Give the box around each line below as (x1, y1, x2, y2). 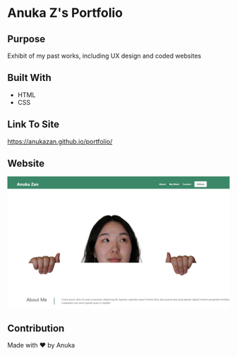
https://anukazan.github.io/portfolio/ (7, 137, 113, 146)
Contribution (7, 322, 65, 335)
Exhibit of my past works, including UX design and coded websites (7, 51, 202, 60)
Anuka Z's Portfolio (7, 5, 123, 21)
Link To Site (7, 118, 60, 131)
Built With (7, 72, 51, 84)
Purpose (7, 33, 46, 45)
